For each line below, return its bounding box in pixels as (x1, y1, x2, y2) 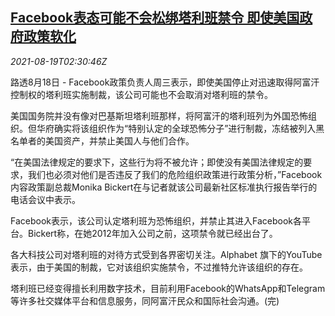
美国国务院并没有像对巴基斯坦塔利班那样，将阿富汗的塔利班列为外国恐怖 (10, 109, 308, 122)
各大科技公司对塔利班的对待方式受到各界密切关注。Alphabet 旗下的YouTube (10, 248, 323, 260)
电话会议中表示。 (10, 193, 81, 205)
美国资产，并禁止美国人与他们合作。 (44, 134, 195, 147)
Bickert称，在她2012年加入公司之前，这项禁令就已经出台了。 (27, 227, 278, 239)
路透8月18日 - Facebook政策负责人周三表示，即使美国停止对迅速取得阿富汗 (10, 76, 320, 88)
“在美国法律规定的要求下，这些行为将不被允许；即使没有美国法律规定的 (10, 156, 304, 168)
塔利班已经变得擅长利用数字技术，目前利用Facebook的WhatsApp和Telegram (10, 282, 326, 294)
